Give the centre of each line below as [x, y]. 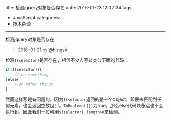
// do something [32, 75]
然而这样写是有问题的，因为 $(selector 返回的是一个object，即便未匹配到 [81, 99]
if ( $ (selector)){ [24, 70]
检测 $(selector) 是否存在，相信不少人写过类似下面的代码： [67, 60]
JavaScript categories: [36, 18]
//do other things [34, 84]
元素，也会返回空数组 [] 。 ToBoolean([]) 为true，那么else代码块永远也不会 [87, 106]
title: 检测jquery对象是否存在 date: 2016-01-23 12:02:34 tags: [69, 7]
